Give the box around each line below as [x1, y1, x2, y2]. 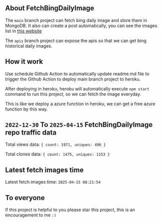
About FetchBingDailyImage [5, 4, 95, 12]
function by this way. [5, 106, 48, 112]
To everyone [5, 193, 45, 202]
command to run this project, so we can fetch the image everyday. [5, 91, 142, 97]
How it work [5, 57, 43, 66]
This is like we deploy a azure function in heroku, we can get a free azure [5, 100, 156, 106]
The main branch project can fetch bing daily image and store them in [5, 17, 147, 23]
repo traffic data [5, 128, 57, 137]
